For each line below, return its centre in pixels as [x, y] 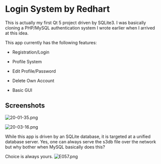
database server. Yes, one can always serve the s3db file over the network [80, 141]
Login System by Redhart [57, 9]
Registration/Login [31, 52]
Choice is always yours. [29, 156]
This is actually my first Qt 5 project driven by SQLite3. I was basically [76, 23]
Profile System [27, 61]
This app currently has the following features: [51, 42]
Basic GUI [22, 90]
